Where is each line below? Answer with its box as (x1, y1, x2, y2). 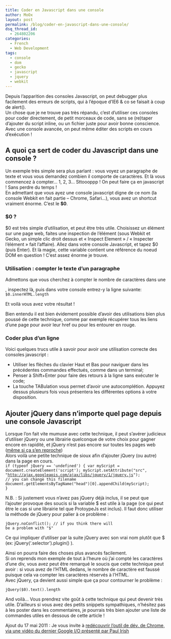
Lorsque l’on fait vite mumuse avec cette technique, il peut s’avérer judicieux (5, 431, 166, 437)
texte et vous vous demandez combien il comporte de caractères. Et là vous (5, 173, 165, 179)
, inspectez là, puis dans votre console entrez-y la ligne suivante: (5, 287, 142, 293)
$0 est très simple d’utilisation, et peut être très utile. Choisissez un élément (5, 225, 165, 231)
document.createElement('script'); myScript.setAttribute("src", (5, 468, 147, 473)
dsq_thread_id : (5, 27, 38, 32)
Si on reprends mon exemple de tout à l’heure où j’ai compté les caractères (5, 555, 163, 562)
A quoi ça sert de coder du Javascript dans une (5, 146, 159, 155)
